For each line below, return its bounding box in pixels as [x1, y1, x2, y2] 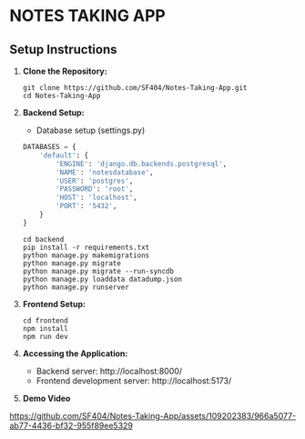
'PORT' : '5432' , [56, 202, 117, 211]
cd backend [22, 234, 65, 244]
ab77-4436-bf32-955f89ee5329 [9, 420, 134, 431]
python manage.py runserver [22, 283, 129, 292]
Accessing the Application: [22, 347, 128, 359]
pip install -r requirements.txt [22, 243, 150, 252]
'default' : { [39, 151, 89, 160]
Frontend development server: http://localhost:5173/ [36, 374, 232, 386]
